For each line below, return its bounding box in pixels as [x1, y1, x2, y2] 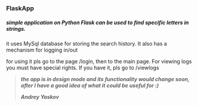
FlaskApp [6, 4, 34, 12]
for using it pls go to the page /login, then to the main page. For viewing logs [6, 57, 192, 65]
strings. [6, 25, 26, 32]
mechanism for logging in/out [6, 46, 78, 53]
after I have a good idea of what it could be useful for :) [20, 82, 159, 89]
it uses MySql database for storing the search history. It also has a [6, 40, 167, 47]
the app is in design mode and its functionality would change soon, [20, 75, 190, 82]
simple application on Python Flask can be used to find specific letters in [6, 19, 189, 26]
